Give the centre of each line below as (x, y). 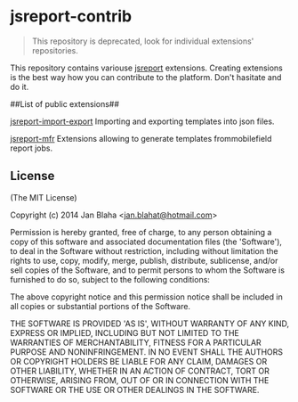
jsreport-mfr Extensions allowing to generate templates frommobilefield (141, 138)
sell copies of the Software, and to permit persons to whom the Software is (148, 270)
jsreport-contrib (71, 16)
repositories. (55, 50)
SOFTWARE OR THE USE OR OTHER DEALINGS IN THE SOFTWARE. (135, 390)
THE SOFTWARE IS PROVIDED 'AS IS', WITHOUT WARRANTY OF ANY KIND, (150, 324)
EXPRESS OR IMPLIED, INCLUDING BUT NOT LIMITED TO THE (125, 332)
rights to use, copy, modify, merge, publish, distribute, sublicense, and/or (144, 260)
